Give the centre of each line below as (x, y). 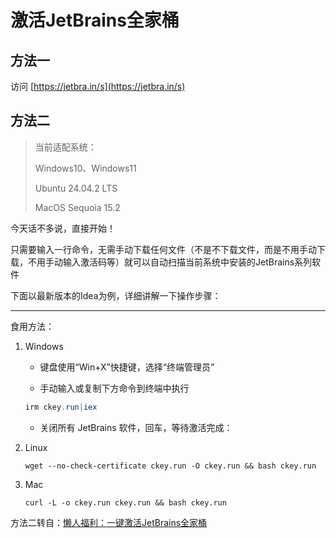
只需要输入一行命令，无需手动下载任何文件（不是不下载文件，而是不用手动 (163, 249)
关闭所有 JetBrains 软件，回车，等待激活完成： (136, 427)
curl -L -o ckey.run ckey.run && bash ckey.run (125, 502)
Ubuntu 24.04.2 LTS (76, 188)
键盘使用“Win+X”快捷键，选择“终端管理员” (127, 367)
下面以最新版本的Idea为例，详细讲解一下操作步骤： (116, 295)
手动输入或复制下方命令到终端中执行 (114, 388)
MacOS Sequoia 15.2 (77, 207)
